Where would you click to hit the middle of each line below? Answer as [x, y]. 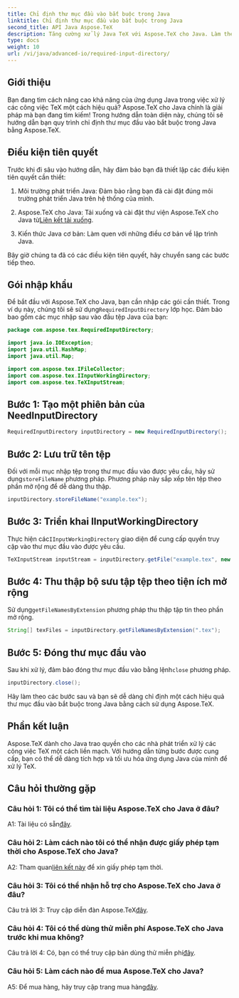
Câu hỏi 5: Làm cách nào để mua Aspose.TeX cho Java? [106, 971]
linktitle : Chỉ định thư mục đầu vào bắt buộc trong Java [95, 21]
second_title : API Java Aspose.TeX [60, 27]
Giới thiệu [29, 83]
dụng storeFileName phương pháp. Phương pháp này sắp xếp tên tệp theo [115, 478]
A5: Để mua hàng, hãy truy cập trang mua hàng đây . [83, 987]
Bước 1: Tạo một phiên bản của [76, 404]
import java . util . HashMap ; [47, 350]
